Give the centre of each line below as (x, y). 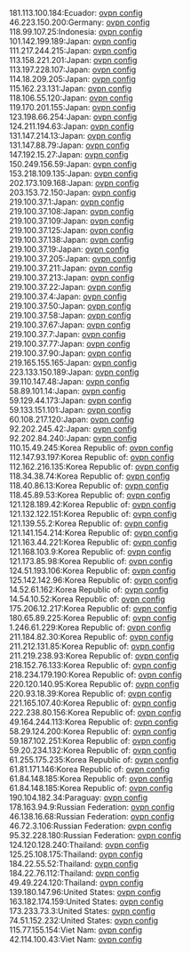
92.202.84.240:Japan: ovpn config (73, 438)
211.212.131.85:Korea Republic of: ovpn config (92, 646)
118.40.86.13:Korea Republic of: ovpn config (89, 485)
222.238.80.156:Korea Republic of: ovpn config (95, 712)
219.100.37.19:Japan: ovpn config (69, 249)
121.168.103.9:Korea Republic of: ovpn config (90, 552)
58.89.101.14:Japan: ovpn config (68, 391)
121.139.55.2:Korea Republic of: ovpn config (89, 523)
